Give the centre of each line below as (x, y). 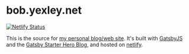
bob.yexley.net (44, 10)
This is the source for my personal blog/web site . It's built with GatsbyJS (94, 38)
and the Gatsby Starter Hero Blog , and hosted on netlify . (75, 45)
